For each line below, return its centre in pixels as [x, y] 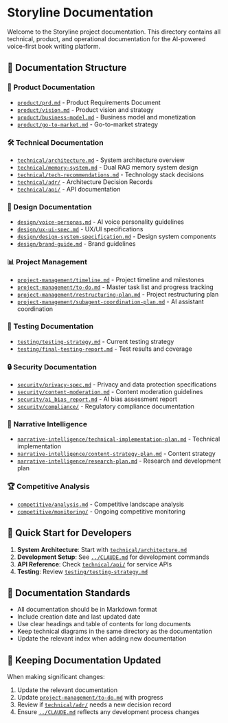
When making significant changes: [56, 677]
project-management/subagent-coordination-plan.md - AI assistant [110, 301]
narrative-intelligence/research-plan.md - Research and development [119, 461]
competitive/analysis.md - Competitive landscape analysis [100, 504]
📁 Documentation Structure [67, 68]
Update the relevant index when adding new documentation [102, 639]
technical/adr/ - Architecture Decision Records [85, 182]
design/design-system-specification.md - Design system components [116, 237]
